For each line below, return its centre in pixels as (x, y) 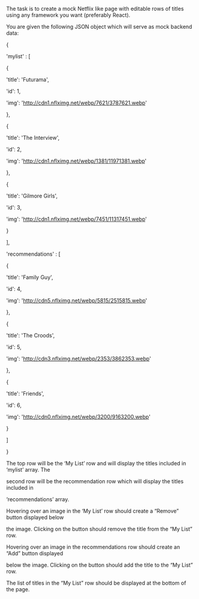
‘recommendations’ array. (38, 499)
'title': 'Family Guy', (30, 277)
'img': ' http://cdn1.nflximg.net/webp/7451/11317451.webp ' (76, 219)
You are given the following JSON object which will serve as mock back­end (99, 27)
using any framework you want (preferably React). (68, 15)
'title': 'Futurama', (28, 80)
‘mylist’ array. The (28, 470)
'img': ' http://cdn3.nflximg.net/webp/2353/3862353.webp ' (79, 359)
